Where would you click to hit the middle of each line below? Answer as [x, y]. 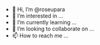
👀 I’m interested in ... [38, 16]
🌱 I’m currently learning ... [44, 22]
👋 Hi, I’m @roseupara [38, 9]
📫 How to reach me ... [40, 36]
